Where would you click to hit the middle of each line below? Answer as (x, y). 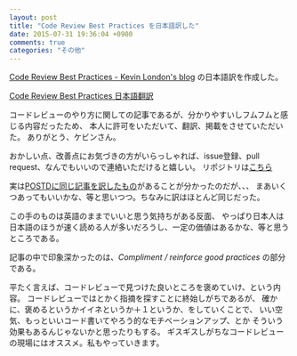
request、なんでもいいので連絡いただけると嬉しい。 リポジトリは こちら (141, 167)
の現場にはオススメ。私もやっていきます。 (87, 343)
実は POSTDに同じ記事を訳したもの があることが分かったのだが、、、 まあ (140, 186)
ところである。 (36, 239)
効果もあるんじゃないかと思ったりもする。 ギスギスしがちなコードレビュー (147, 332)
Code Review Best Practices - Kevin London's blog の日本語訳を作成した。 (146, 77)
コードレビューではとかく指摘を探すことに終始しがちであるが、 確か (152, 298)
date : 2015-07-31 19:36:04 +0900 (71, 34)
